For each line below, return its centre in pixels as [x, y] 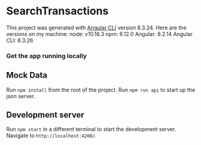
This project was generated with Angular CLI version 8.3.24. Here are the [97, 28]
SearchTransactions [58, 11]
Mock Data [27, 75]
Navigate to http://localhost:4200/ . [52, 135]
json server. [21, 96]
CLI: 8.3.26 [20, 40]
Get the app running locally [46, 56]
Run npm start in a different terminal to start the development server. [91, 129]
